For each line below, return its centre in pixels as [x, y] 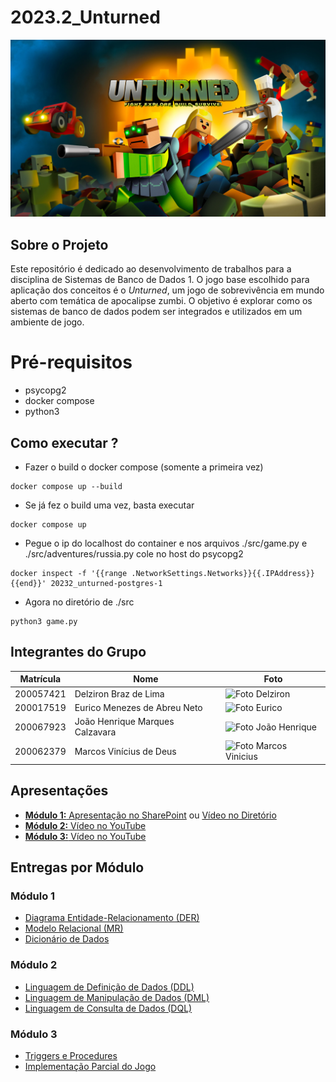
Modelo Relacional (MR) [74, 928]
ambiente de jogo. [47, 322]
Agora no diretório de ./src [79, 602]
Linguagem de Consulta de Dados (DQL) [108, 1008]
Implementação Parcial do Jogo [90, 1066]
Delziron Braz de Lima [119, 693]
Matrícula [40, 679]
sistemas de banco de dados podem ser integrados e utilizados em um [156, 312]
